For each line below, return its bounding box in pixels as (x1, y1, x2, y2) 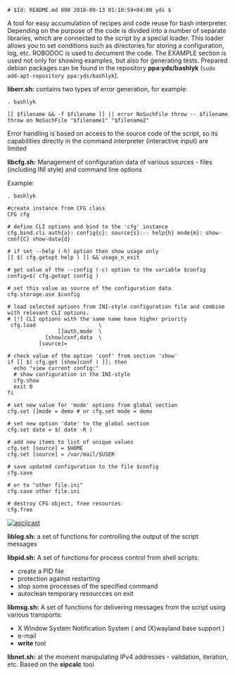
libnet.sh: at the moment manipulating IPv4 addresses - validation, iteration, (7, 652, 229, 661)
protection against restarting (17, 574, 101, 583)
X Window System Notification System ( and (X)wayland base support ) (17, 624, 225, 632)
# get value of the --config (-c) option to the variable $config (7, 266, 206, 274)
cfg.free (7, 506, 33, 513)
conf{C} (7, 236, 30, 243)
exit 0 (13, 383, 33, 390)
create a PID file (17, 567, 65, 575)
